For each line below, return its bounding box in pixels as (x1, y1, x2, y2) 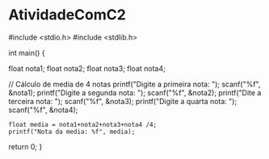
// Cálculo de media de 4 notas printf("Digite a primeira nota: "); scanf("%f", (8, 79, 261, 89)
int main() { (8, 48, 46, 57)
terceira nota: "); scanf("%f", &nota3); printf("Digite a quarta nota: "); (8, 96, 237, 106)
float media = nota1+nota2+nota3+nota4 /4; (8, 120, 158, 128)
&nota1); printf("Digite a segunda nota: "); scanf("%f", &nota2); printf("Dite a (8, 87, 262, 98)
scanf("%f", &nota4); (8, 105, 78, 115)
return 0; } (8, 141, 43, 151)
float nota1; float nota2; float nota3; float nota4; (8, 63, 166, 73)
